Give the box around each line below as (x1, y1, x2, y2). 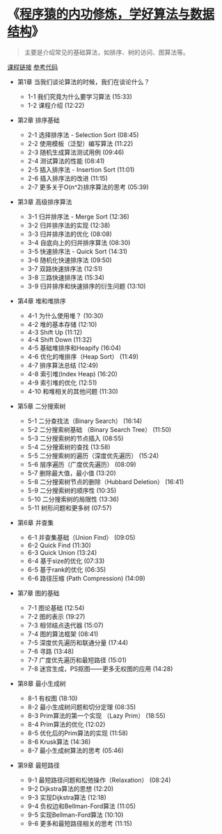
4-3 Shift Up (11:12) (27, 328, 83, 336)
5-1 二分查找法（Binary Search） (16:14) (27, 417, 143, 425)
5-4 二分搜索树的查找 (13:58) (27, 442, 111, 451)
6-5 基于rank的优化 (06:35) (27, 565, 106, 574)
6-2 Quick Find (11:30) (27, 540, 92, 550)
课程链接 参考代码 (7, 63, 58, 71)
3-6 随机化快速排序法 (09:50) (27, 255, 113, 264)
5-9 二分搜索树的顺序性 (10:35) (27, 486, 117, 495)
